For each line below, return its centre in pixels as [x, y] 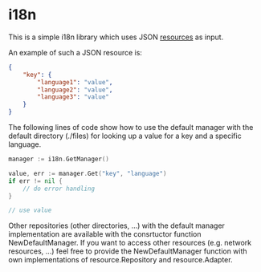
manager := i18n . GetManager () [59, 159]
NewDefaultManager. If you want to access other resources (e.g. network [130, 243]
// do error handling [59, 189]
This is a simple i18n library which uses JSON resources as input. [116, 37]
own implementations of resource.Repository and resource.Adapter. [120, 260]
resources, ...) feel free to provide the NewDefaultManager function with [128, 251]
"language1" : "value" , [75, 82]
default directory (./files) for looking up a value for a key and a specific [125, 136]
